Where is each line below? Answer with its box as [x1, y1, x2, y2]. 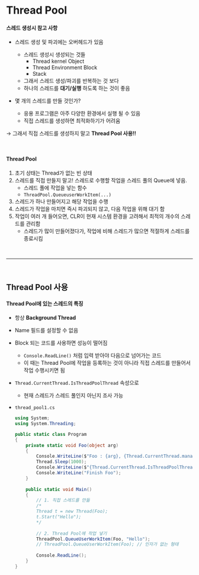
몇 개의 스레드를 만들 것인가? [14, 97, 81, 104]
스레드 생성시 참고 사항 [6, 24, 58, 31]
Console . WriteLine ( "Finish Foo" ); [36, 470, 121, 476]
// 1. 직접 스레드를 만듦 [36, 497, 90, 503]
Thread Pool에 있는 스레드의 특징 [6, 300, 84, 307]
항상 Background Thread [14, 314, 76, 322]
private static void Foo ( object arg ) [25, 442, 119, 448]
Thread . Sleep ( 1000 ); [36, 459, 87, 465]
